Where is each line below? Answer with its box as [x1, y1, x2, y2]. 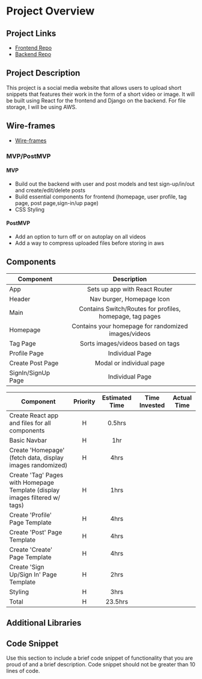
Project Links [6, 28, 57, 39]
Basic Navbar [9, 436, 47, 444]
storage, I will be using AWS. [6, 103, 77, 110]
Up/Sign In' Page [9, 570, 57, 578]
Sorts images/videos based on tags [79, 339, 180, 347]
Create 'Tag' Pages [9, 470, 64, 479]
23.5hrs [105, 597, 128, 605]
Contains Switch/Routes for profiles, [79, 305, 181, 313]
